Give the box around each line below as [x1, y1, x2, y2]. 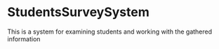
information [7, 34, 41, 43]
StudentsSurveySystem [7, 4, 150, 20]
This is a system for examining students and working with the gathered [7, 27, 213, 36]
